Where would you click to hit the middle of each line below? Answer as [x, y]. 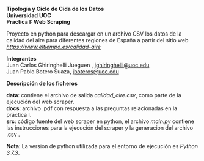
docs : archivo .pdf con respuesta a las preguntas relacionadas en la [92, 108]
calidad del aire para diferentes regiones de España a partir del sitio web [97, 40]
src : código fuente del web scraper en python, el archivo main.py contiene [100, 121]
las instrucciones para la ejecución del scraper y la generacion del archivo [100, 128]
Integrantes [21, 58]
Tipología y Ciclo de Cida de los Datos [55, 9]
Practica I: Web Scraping [38, 22]
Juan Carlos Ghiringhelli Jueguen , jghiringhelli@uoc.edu [78, 65]
